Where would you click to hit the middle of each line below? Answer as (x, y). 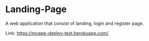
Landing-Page (36, 9)
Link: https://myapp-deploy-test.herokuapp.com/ (57, 33)
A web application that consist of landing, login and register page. (75, 23)
